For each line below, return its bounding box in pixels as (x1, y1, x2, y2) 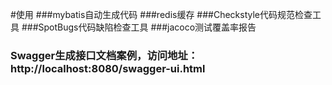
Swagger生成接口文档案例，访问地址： (10, 48, 199, 62)
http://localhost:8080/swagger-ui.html (10, 61, 206, 75)
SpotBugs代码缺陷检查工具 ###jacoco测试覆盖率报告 (38, 21, 257, 33)
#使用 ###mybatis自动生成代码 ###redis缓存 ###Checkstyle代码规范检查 (10, 9, 313, 20)
